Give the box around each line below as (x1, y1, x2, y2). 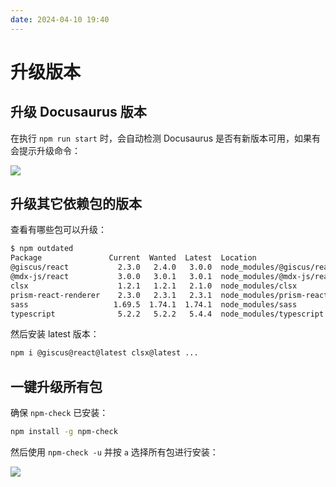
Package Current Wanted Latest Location (10, 253, 257, 263)
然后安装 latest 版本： (10, 328, 100, 340)
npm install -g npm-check (10, 427, 118, 437)
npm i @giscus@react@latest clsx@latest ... (10, 348, 199, 358)
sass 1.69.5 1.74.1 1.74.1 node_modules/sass (10, 299, 298, 310)
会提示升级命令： (10, 144, 81, 156)
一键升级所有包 (10, 378, 103, 395)
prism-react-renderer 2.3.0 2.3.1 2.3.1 (10, 290, 213, 300)
